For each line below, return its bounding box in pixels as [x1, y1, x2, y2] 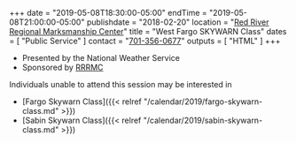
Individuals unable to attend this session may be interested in [9, 79, 232, 89]
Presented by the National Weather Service [21, 53, 180, 63]
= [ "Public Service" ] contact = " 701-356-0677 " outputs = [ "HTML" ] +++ [9, 35, 281, 46]
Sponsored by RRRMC [21, 62, 104, 72]
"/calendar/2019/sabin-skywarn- [143, 115, 263, 125]
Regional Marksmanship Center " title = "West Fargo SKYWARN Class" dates [9, 26, 287, 36]
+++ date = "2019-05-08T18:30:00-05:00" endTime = [9, 8, 208, 18]
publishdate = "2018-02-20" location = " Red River [86, 17, 269, 27]
